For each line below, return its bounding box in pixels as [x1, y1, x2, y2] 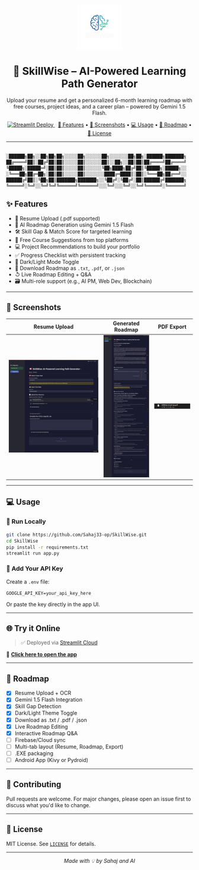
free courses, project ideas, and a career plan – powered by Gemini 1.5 [13, 103, 186, 110]
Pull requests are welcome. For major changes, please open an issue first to [6, 795, 191, 802]
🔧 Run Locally [6, 518, 46, 526]
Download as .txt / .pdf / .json [14, 716, 88, 724]
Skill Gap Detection [14, 703, 62, 710]
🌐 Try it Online [6, 623, 60, 633]
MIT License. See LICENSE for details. [6, 840, 96, 847]
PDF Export [158, 323, 187, 330]
